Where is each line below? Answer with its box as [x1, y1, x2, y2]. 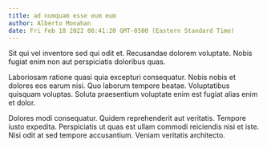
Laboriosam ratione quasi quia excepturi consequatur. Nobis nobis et [8, 73, 237, 82]
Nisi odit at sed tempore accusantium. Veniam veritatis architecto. [8, 130, 226, 140]
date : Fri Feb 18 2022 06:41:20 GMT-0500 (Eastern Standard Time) [8, 26, 235, 34]
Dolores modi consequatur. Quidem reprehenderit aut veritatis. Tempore [8, 114, 247, 123]
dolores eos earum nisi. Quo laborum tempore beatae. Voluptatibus [8, 81, 230, 90]
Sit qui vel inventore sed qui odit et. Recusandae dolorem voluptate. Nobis [8, 49, 253, 58]
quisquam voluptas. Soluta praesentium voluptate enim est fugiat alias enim [8, 90, 258, 99]
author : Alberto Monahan [8, 19, 91, 27]
